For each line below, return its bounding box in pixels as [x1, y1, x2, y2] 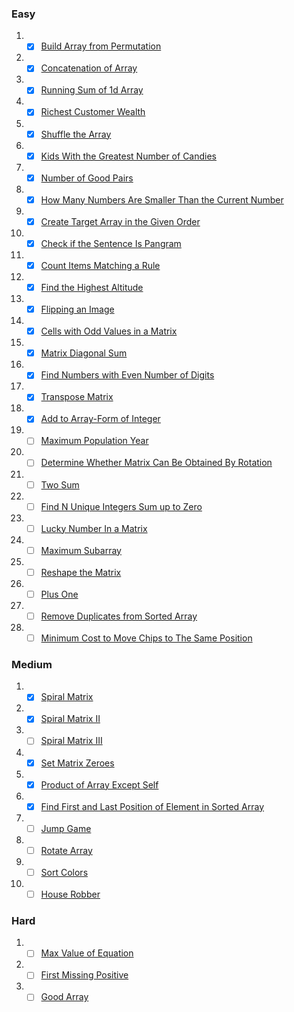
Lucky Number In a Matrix [40, 522, 148, 534]
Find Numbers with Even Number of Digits [40, 369, 215, 381]
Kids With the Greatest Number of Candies [40, 150, 218, 162]
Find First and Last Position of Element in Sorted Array [40, 800, 265, 812]
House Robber [40, 888, 101, 900]
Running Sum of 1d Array [40, 84, 144, 96]
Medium [11, 657, 53, 671]
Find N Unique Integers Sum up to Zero [40, 500, 203, 512]
